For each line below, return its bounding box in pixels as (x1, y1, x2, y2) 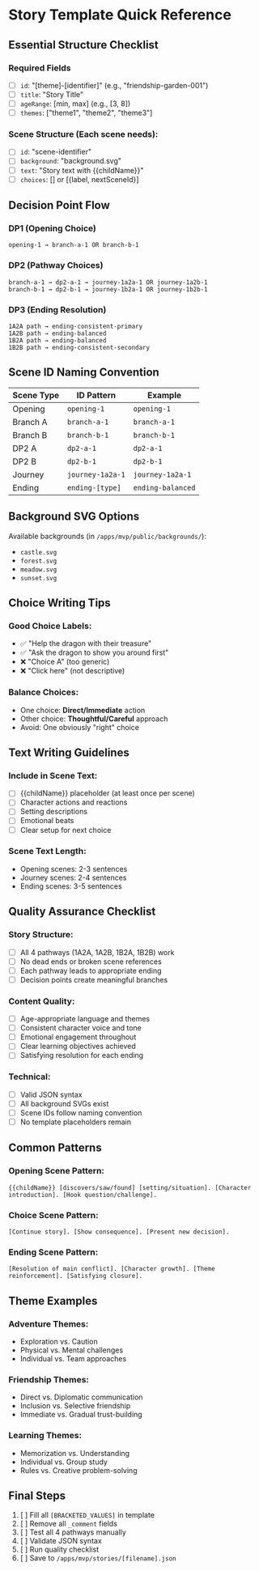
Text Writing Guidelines (8, 745, 129, 759)
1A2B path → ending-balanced (8, 329, 107, 338)
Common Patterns (8, 1141, 103, 1155)
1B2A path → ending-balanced (8, 336, 107, 345)
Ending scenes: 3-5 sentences (19, 881, 123, 891)
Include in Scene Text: (8, 770, 98, 781)
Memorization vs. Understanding (19, 1448, 130, 1458)
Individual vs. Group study (19, 1457, 108, 1467)
